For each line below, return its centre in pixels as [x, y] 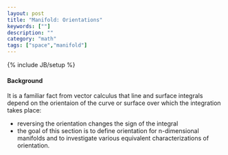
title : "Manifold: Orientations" [55, 20]
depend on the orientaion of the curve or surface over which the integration [114, 103]
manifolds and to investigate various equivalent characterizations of [113, 139]
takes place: [24, 110]
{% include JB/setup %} [41, 65]
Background [25, 80]
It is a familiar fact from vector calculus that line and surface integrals [105, 96]
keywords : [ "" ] [29, 26]
